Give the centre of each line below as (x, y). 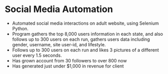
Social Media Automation (59, 9)
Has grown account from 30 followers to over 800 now (70, 60)
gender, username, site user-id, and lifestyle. (59, 44)
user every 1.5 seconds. (37, 55)
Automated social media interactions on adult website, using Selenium (86, 23)
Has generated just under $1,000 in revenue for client (68, 66)
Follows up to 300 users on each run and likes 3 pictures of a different (86, 50)
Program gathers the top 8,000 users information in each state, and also (88, 34)
